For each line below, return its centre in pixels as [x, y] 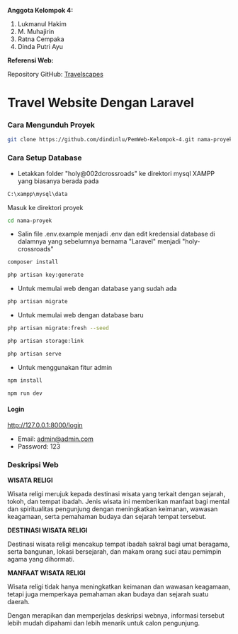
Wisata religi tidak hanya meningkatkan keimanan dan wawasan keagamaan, [119, 586]
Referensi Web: [31, 60]
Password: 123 [39, 446]
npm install [25, 380]
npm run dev [25, 393]
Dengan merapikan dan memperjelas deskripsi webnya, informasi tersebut [116, 615]
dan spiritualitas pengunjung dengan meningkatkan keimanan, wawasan [113, 509]
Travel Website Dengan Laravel [101, 103]
